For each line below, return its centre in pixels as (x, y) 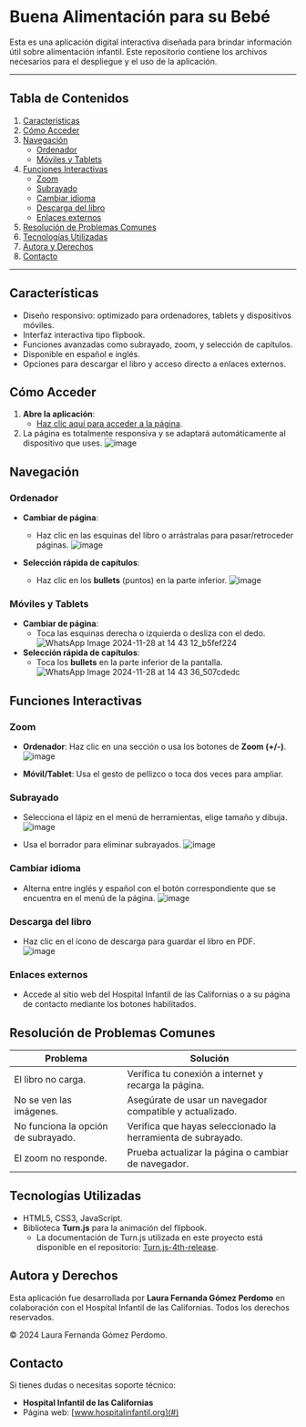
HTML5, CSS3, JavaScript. (72, 1217)
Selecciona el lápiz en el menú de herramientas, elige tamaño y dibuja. (155, 817)
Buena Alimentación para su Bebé (140, 17)
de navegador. (158, 1164)
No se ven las (43, 1100)
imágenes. (36, 1112)
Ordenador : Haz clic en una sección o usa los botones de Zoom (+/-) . (154, 747)
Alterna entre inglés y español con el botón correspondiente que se (149, 888)
